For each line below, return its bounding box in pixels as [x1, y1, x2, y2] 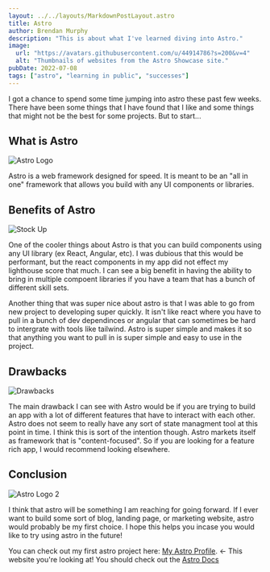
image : [8, 42, 31, 50]
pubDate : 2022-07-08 [8, 64, 78, 73]
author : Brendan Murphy [8, 27, 89, 35]
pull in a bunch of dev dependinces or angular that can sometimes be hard [8, 316, 256, 325]
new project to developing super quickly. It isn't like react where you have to [8, 307, 262, 317]
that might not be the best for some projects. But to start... [8, 110, 201, 121]
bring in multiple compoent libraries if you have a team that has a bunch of [8, 275, 255, 284]
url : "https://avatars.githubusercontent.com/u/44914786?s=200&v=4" [15, 49, 251, 57]
